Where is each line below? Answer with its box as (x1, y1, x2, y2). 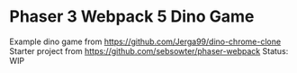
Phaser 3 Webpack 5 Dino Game (9, 6, 255, 27)
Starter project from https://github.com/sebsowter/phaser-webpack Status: (9, 45, 289, 56)
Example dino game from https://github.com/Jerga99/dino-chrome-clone (9, 36, 282, 47)
